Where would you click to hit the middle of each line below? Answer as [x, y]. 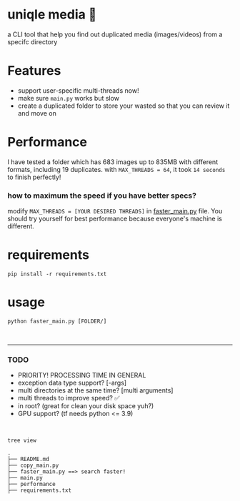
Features [34, 71]
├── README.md [29, 460]
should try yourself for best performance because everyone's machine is [115, 219]
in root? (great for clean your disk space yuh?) [86, 406]
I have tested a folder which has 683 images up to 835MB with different [113, 162]
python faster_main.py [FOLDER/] [57, 321]
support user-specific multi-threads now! [78, 90]
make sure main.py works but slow [69, 98]
